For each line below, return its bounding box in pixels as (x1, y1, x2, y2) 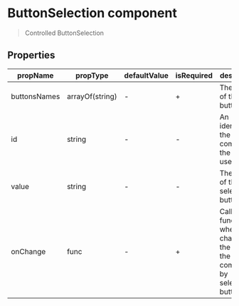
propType (75, 70, 109, 80)
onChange (11, 246, 46, 256)
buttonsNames (11, 91, 60, 101)
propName (17, 70, 54, 80)
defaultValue (124, 70, 169, 80)
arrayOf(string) (66, 91, 117, 101)
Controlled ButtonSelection (24, 29, 105, 37)
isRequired (175, 70, 213, 80)
